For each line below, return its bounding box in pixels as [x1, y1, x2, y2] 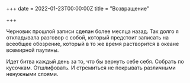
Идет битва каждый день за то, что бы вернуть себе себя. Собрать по [6, 58, 185, 65]
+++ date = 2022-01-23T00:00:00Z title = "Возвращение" [6, 5, 150, 12]
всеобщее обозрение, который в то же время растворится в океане [6, 41, 179, 47]
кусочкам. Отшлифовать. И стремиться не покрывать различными [6, 64, 176, 71]
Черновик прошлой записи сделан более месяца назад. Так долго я [6, 28, 179, 35]
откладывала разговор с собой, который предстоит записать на [6, 34, 169, 41]
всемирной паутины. [6, 47, 59, 54]
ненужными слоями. [6, 71, 59, 77]
